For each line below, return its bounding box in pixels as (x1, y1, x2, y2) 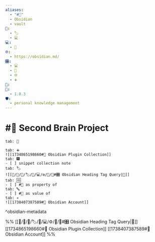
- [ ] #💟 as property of (5, 182, 57, 187)
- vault (10, 21, 26, 27)
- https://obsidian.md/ (10, 54, 59, 59)
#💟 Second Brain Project (5, 123, 109, 134)
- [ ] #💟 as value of (5, 191, 51, 196)
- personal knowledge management (10, 101, 80, 106)
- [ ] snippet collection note (5, 161, 71, 166)
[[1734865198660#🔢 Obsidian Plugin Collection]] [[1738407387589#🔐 (5, 226, 150, 232)
